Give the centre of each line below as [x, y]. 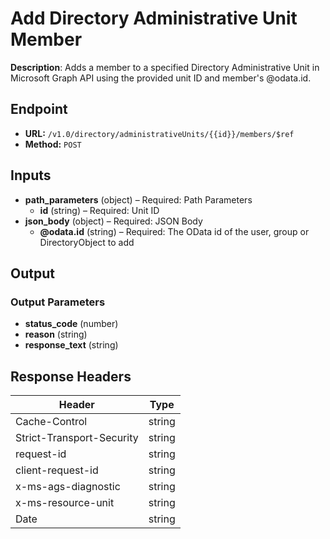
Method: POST [53, 144]
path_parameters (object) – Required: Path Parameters [138, 199]
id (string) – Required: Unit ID [99, 210]
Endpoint [39, 109]
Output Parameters [58, 302]
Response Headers [71, 376]
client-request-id [57, 470]
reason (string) [56, 334]
